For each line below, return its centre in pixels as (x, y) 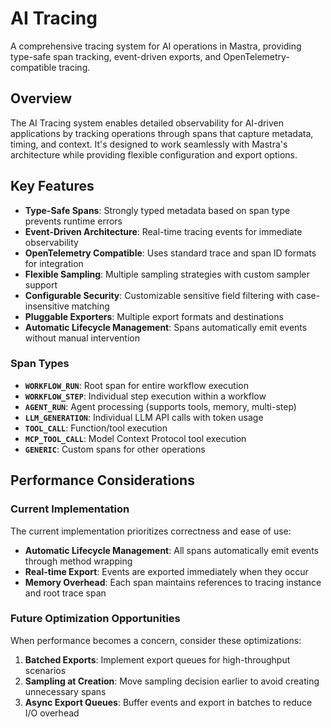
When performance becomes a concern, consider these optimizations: (156, 640)
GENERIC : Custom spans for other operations (115, 449)
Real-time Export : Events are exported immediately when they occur (166, 571)
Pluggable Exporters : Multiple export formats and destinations (154, 316)
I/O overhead (52, 713)
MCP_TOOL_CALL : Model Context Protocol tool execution (135, 438)
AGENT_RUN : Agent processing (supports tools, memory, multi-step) (160, 406)
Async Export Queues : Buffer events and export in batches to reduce (168, 702)
